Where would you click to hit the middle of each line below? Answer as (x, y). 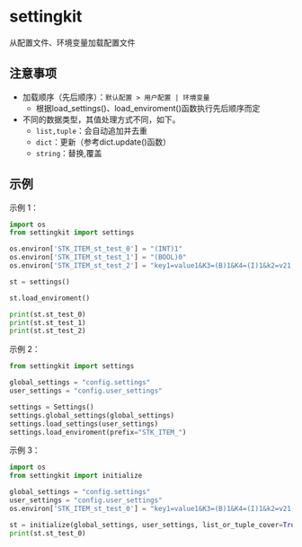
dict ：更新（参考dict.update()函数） (103, 142)
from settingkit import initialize (76, 476)
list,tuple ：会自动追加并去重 (92, 130)
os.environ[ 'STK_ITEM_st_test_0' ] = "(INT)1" (96, 249)
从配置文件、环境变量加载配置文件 (72, 42)
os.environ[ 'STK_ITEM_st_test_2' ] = (78, 266)
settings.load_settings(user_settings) (84, 424)
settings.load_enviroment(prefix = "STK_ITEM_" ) (98, 432)
